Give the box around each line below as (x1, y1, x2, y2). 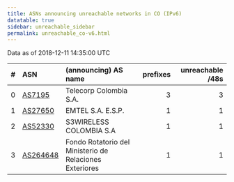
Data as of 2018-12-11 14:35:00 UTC (7, 49, 110, 57)
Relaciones (65, 155, 102, 165)
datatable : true (7, 17, 54, 24)
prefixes (142, 70, 171, 79)
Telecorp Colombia (65, 86, 128, 96)
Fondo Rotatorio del (65, 137, 130, 147)
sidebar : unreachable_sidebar (7, 23, 95, 30)
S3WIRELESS (65, 117, 109, 127)
